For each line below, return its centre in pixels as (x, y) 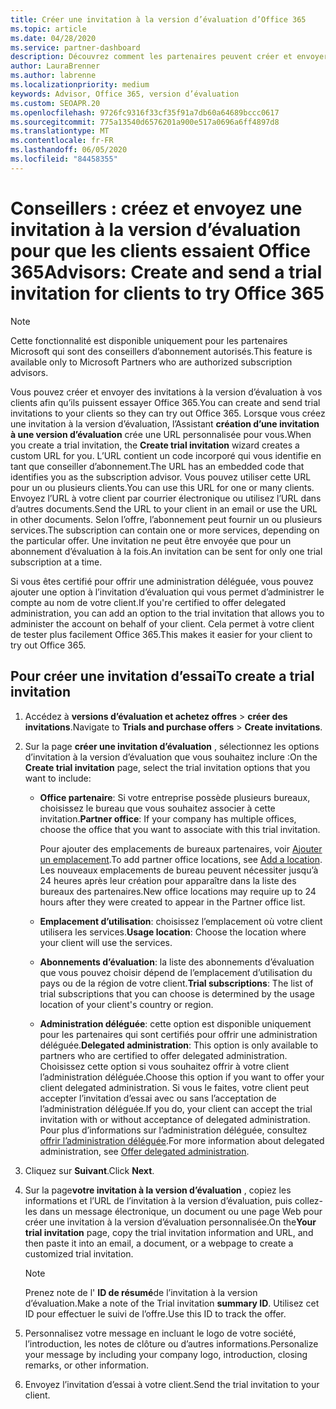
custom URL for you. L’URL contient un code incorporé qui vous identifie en (166, 455)
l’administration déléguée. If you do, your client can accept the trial (176, 1108)
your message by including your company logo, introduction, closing (166, 1354)
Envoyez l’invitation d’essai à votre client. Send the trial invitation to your (172, 1384)
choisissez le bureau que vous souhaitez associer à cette (157, 808)
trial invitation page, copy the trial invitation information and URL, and (169, 1232)
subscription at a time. (56, 562)
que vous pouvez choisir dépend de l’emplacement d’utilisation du (176, 972)
